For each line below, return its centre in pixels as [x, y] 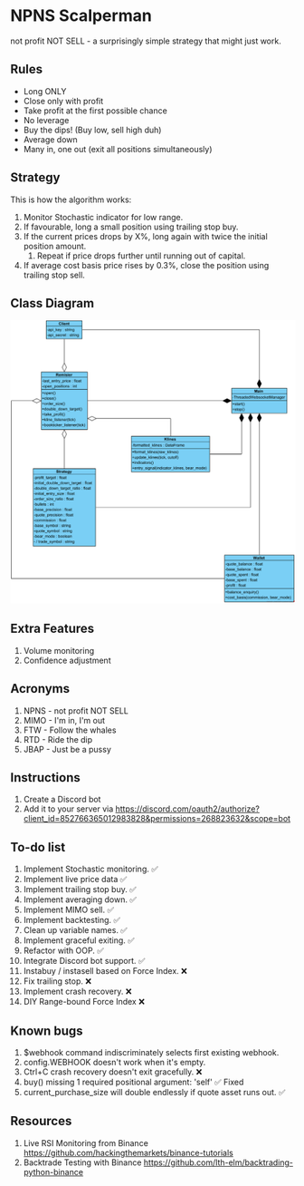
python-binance [53, 1171]
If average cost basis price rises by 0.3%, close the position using [146, 265]
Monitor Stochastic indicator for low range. [103, 217]
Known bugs [47, 1030]
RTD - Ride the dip [58, 739]
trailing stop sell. [54, 275]
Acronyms [40, 689]
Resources [41, 1121]
